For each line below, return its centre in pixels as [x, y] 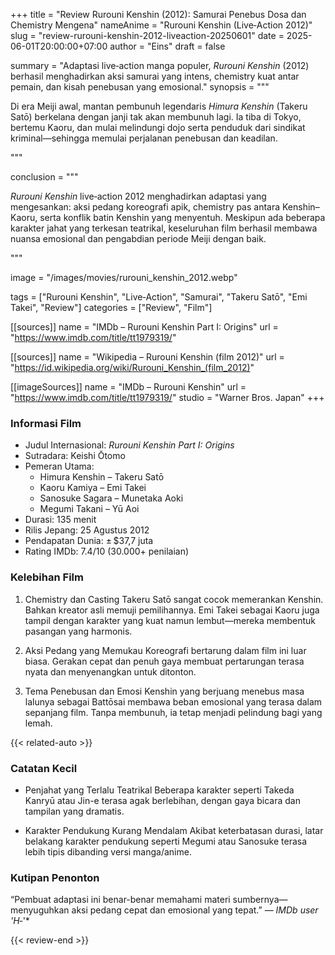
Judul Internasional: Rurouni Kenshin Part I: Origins [129, 445]
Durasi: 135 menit [60, 520]
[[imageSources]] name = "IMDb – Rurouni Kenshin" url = [128, 387]
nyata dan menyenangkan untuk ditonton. [110, 671]
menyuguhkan [40, 910]
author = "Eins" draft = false [167, 46]
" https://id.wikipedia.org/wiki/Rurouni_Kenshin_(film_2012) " [132, 367]
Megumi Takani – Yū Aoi [89, 509]
